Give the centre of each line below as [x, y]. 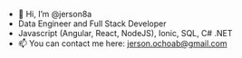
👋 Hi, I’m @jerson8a [55, 14]
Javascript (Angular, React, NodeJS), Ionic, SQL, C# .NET [125, 33]
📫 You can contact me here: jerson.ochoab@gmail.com [122, 43]
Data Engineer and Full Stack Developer [92, 24]
